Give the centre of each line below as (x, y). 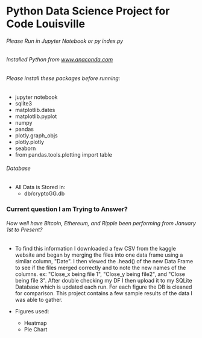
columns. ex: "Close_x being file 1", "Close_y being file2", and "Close (100, 274)
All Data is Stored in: (40, 187)
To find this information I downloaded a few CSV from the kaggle (95, 248)
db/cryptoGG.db (44, 193)
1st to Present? (24, 230)
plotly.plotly (29, 142)
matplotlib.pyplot (36, 116)
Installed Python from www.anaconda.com (60, 60)
